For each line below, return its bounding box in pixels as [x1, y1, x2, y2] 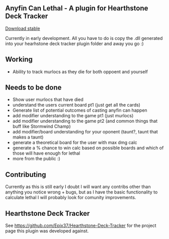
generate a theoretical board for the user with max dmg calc [12, 139, 137, 146]
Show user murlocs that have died [12, 97, 84, 103]
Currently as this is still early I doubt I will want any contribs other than [5, 184, 151, 190]
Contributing [5, 170, 46, 179]
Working [5, 55, 33, 64]
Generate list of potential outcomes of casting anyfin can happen [12, 107, 147, 113]
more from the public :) [12, 156, 60, 162]
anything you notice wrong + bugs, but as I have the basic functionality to [5, 189, 158, 195]
